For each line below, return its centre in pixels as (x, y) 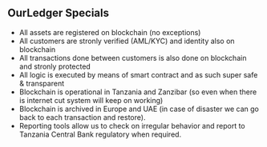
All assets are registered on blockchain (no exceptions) (110, 32)
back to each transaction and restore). (82, 117)
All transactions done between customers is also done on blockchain (133, 58)
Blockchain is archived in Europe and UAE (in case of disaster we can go (139, 109)
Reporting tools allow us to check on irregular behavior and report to (132, 125)
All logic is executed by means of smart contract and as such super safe (138, 74)
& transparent (42, 83)
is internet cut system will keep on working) (91, 100)
